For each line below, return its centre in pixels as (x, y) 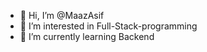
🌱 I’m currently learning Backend (87, 36)
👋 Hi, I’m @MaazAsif (62, 15)
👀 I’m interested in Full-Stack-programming (108, 26)
